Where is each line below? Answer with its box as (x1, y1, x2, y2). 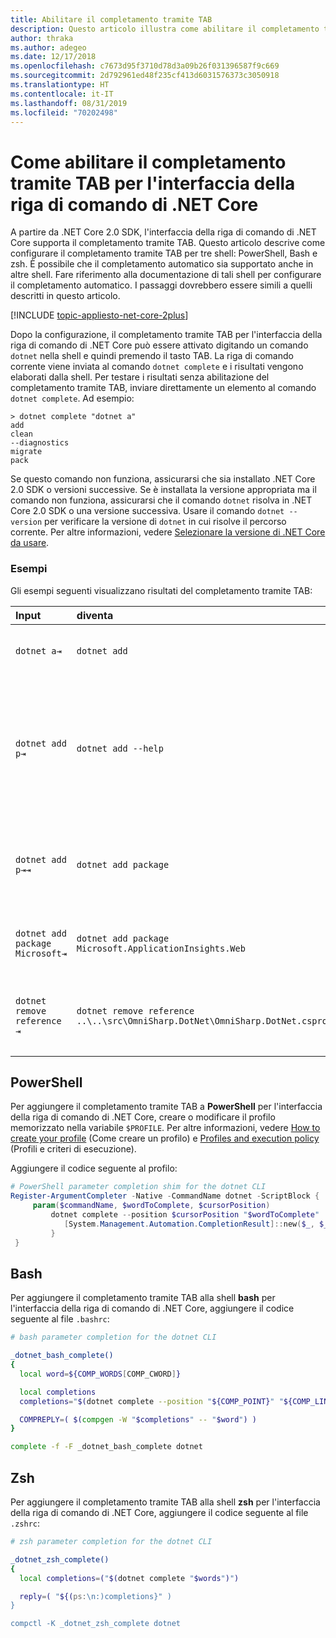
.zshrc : (10, 1517, 40, 1530)
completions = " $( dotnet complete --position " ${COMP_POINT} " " (19, 1396, 284, 1406)
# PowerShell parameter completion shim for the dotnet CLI (10, 1182, 267, 1192)
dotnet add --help (76, 742, 164, 754)
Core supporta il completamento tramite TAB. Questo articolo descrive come (10, 237, 326, 249)
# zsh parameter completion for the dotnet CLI (10, 1537, 213, 1547)
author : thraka (10, 33, 74, 43)
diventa (76, 608, 114, 622)
